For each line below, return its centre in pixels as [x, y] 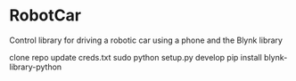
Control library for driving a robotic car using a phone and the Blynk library [146, 40]
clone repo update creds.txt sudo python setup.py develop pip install [136, 57]
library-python [36, 67]
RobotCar [45, 16]
